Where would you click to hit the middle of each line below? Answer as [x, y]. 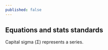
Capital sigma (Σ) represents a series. [44, 42]
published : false [23, 10]
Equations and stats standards [54, 30]
